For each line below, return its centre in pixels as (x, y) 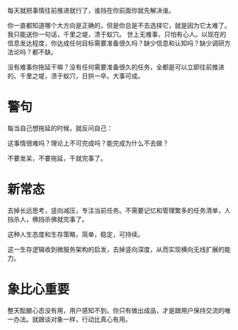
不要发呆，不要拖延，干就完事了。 (57, 158)
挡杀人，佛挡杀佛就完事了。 (48, 219)
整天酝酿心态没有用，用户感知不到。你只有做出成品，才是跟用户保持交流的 (116, 310)
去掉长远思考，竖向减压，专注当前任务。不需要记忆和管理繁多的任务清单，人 (119, 210)
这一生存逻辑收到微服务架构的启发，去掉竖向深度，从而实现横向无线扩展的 (116, 249)
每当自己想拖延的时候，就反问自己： (60, 128)
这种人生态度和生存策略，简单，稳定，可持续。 (75, 234)
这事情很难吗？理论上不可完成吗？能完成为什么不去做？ (88, 143)
